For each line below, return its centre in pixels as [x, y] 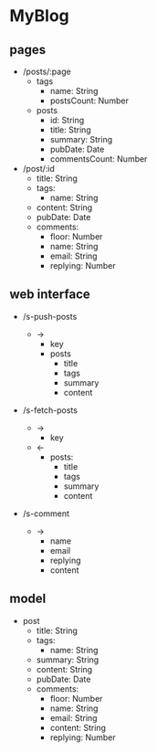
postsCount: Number [89, 101]
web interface [50, 295]
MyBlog [40, 16]
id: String [67, 120]
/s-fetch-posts [50, 410]
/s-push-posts [50, 316]
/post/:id [38, 169]
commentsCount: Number [99, 159]
